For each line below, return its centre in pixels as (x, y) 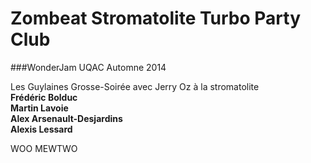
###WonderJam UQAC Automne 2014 (88, 67)
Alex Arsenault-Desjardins (66, 118)
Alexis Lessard (41, 129)
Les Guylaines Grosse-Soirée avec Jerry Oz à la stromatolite (135, 86)
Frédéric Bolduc (44, 97)
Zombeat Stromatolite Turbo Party (156, 18)
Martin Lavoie (39, 108)
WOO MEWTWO (44, 148)
